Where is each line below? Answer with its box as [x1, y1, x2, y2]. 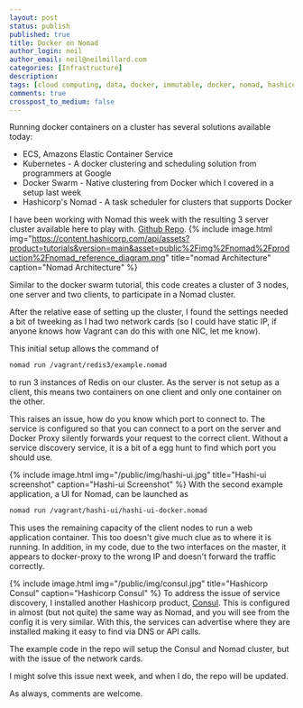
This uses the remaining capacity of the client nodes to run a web [9, 522, 253, 533]
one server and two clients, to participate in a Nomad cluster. [9, 290, 236, 300]
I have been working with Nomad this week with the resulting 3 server [9, 214, 269, 225]
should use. [9, 452, 53, 463]
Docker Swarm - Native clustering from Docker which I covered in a [22, 178, 274, 188]
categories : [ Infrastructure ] [9, 64, 124, 73]
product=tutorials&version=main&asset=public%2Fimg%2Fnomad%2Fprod [9, 243, 290, 253]
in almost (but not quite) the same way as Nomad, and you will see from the [9, 607, 290, 618]
